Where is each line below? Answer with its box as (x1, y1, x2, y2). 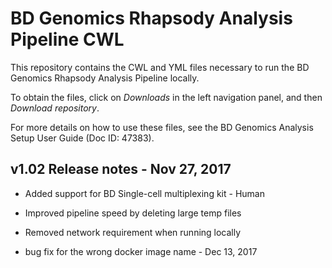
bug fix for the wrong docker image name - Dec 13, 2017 (24, 245, 258, 257)
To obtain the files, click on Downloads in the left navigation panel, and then (10, 91, 323, 103)
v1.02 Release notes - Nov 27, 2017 (10, 161, 232, 178)
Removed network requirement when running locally (24, 226, 242, 238)
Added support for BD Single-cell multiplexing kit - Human (24, 187, 265, 199)
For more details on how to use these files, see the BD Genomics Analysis (10, 121, 314, 133)
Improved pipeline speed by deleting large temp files (24, 207, 242, 219)
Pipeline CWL (10, 28, 125, 51)
